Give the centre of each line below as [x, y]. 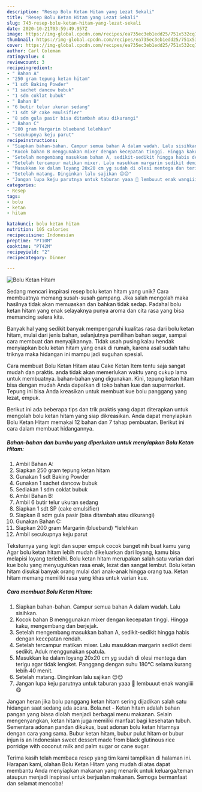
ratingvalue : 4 [26, 57]
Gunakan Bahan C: [39, 521]
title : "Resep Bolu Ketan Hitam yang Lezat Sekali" [73, 17]
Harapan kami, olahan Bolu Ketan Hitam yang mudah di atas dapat [88, 764]
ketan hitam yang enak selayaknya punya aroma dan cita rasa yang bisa [96, 311]
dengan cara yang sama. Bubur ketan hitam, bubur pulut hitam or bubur [95, 734]
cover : [15, 46]
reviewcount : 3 [26, 62]
